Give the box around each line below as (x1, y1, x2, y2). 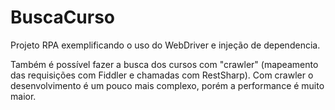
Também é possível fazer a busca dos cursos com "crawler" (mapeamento (10, 58, 319, 70)
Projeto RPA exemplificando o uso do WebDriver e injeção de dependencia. (10, 39, 321, 51)
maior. (10, 90, 37, 102)
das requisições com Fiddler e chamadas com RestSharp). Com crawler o (10, 69, 314, 81)
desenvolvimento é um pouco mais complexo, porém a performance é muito (10, 79, 325, 91)
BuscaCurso (10, 6, 116, 29)
